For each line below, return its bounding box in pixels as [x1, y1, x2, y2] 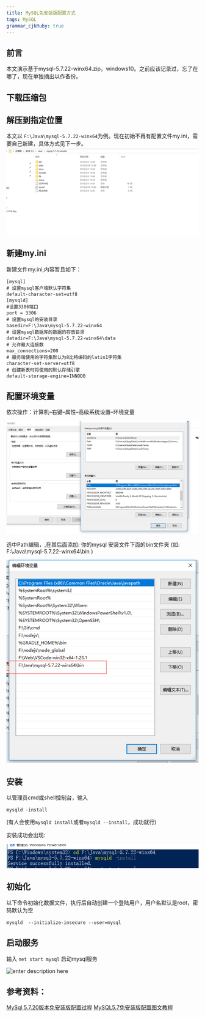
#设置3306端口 [6, 303, 38, 310]
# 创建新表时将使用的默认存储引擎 [6, 367, 81, 373]
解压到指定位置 [6, 115, 63, 125]
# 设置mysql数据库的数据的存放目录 [6, 329, 85, 335]
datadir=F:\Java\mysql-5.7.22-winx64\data [6, 335, 116, 341]
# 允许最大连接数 [6, 341, 44, 348]
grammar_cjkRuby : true [6, 23, 64, 29]
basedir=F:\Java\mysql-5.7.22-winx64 [6, 322, 103, 328]
